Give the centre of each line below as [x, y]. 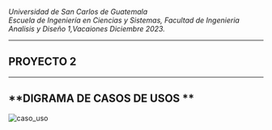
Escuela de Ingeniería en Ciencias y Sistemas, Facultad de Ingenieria [124, 20]
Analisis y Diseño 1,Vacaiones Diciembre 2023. [87, 29]
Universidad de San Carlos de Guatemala [78, 12]
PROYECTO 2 [42, 62]
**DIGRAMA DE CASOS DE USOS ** [102, 99]
